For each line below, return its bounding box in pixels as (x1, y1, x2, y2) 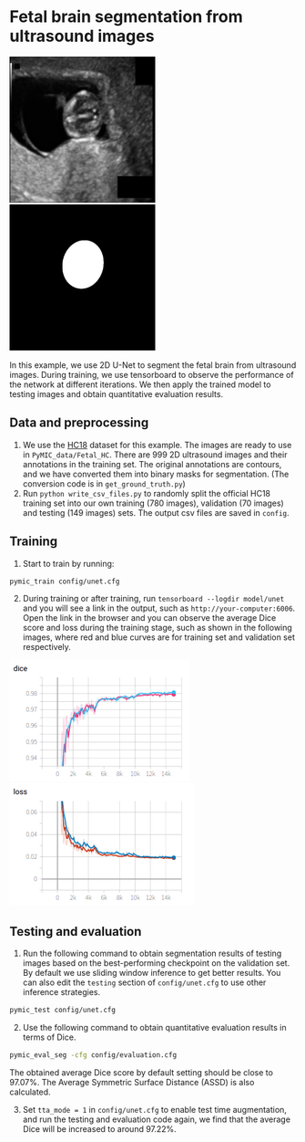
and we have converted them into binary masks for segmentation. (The (22, 468, 290, 479)
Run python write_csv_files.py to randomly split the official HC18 (22, 487, 271, 498)
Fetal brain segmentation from (9, 6, 243, 27)
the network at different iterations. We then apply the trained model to (9, 379, 271, 390)
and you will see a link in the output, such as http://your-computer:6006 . (22, 602, 296, 613)
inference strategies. (22, 987, 101, 998)
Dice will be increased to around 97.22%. (22, 1124, 178, 1134)
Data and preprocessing (9, 415, 149, 431)
